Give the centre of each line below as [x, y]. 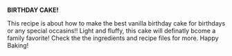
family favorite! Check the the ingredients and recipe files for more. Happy [113, 38]
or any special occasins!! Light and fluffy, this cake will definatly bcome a [111, 31]
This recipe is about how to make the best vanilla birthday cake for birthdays [116, 23]
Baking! [18, 45]
